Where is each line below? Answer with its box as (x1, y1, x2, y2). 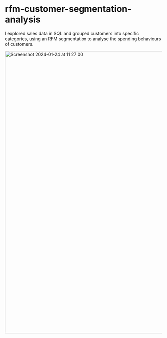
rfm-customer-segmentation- (5, 3, 132, 15)
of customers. (5, 41, 34, 47)
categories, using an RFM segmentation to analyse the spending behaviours (5, 36, 161, 42)
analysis (5, 14, 41, 25)
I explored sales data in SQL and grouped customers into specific (5, 30, 139, 36)
